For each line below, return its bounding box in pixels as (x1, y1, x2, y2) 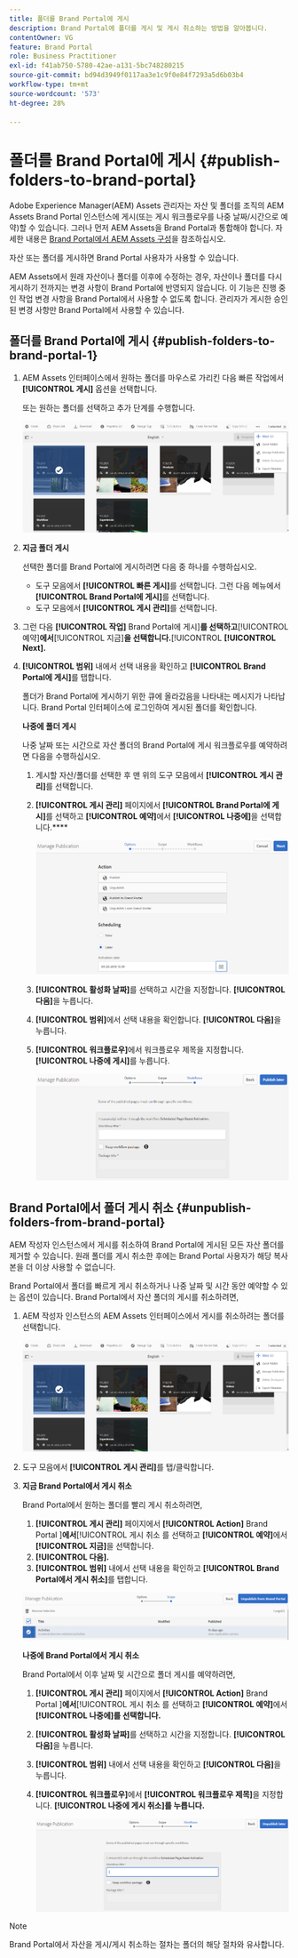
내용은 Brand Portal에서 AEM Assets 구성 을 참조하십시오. (25, 234, 226, 245)
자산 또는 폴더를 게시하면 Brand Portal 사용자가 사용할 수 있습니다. (9, 253, 239, 263)
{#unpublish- (176, 1200, 252, 1216)
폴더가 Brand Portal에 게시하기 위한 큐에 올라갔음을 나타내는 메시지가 (21, 691, 263, 702)
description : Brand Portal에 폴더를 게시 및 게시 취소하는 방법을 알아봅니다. (9, 23, 268, 33)
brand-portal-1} (9, 348, 98, 363)
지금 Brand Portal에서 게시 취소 (21, 1481, 133, 1491)
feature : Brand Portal (9, 43, 93, 52)
